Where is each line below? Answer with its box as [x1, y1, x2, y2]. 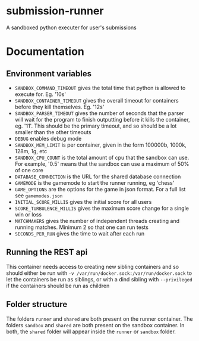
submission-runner [6, 4, 104, 18]
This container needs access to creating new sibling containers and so [6, 263, 179, 270]
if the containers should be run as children [6, 282, 110, 289]
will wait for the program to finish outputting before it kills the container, [14, 116, 190, 123]
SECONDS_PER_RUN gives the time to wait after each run [14, 230, 145, 237]
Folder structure [6, 299, 68, 309]
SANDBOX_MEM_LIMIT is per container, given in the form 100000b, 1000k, [14, 141, 187, 148]
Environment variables [6, 69, 92, 79]
